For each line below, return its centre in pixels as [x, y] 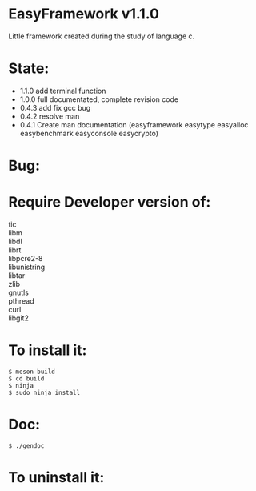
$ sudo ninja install [44, 392]
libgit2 [19, 318]
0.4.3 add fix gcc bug [55, 107]
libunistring [27, 267]
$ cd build [26, 378]
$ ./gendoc [26, 445]
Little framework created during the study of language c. [102, 36]
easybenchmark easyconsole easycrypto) [89, 133]
